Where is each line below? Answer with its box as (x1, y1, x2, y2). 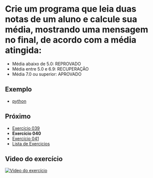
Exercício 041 (12, 135, 39, 142)
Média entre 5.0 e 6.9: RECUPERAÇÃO (12, 66, 89, 71)
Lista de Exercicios (12, 141, 50, 146)
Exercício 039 (12, 125, 40, 131)
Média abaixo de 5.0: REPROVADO (12, 61, 81, 67)
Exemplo (5, 85, 32, 93)
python (12, 98, 27, 104)
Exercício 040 (12, 130, 41, 136)
